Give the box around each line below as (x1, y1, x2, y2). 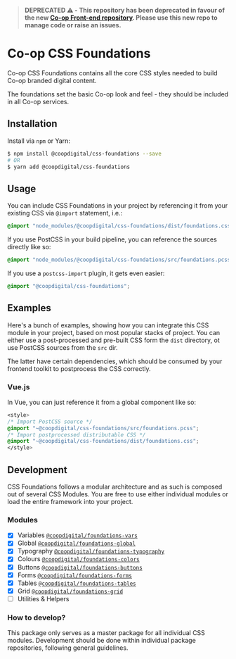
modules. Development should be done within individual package (7, 636, 197, 645)
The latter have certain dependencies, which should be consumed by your (7, 357, 223, 365)
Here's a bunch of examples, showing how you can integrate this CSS (7, 320, 209, 329)
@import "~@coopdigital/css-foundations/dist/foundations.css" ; (7, 438, 199, 445)
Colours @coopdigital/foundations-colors (17, 555, 140, 563)
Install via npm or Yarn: (7, 137, 70, 145)
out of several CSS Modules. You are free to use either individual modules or (7, 489, 228, 498)
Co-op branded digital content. (7, 76, 97, 84)
